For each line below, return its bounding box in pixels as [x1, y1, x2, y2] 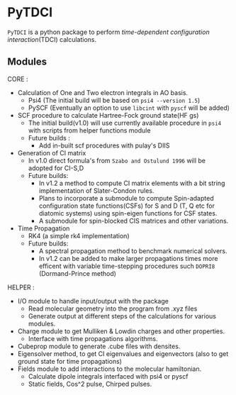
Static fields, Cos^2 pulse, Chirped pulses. [28, 379, 152, 388]
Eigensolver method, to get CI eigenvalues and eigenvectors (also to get [17, 349, 229, 358]
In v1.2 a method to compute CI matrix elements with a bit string [38, 179, 225, 187]
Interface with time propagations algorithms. [28, 334, 158, 343]
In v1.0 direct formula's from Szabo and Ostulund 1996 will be [28, 156, 206, 165]
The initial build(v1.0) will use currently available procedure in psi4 [28, 118, 222, 127]
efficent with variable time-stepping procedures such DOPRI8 [38, 262, 215, 270]
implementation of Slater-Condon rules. [38, 186, 154, 195]
